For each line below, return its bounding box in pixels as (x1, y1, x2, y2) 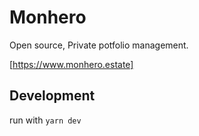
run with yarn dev (9, 114, 82, 126)
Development (9, 87, 96, 105)
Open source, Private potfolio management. (9, 39, 189, 51)
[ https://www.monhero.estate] (9, 58, 134, 70)
